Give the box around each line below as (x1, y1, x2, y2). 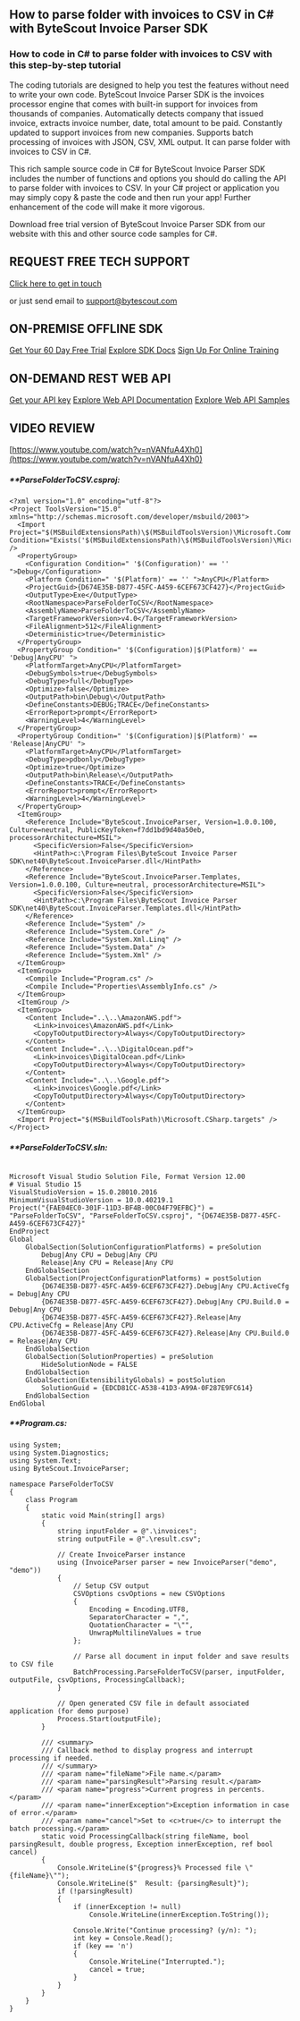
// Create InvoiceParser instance (56, 1550, 186, 1559)
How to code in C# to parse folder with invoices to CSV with (9, 48, 272, 61)
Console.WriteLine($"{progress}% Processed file (56, 1863, 242, 1872)
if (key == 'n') (72, 1941, 134, 1950)
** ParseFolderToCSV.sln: (9, 1142, 108, 1152)
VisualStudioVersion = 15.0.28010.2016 (9, 1187, 158, 1197)
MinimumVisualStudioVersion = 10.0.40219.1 (9, 1195, 174, 1204)
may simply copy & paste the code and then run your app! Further (9, 191, 252, 202)
